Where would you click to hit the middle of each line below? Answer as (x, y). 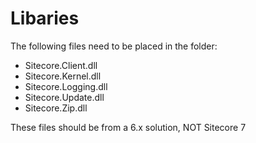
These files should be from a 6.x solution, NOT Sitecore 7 (128, 127)
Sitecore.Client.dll (61, 65)
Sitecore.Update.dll (64, 97)
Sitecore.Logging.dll (66, 86)
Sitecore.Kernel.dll (63, 76)
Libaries (45, 18)
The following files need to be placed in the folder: (114, 46)
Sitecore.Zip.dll (56, 108)
